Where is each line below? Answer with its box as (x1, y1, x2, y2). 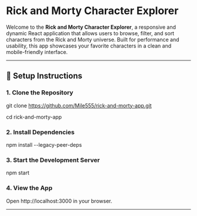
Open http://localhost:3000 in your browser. (6, 197, 113, 204)
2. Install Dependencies (6, 128, 75, 136)
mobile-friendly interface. (6, 48, 68, 55)
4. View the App (6, 184, 53, 192)
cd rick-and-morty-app (6, 113, 62, 120)
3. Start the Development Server (6, 156, 100, 164)
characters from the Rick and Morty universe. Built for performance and (6, 36, 179, 43)
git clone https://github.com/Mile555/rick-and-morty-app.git (6, 102, 152, 109)
